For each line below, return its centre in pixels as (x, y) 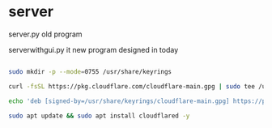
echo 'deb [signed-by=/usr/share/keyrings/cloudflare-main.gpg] (119, 101)
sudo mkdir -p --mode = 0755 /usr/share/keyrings (90, 71)
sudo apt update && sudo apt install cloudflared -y (99, 116)
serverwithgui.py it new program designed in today (93, 49)
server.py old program (45, 34)
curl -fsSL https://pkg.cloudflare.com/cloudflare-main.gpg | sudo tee (132, 86)
